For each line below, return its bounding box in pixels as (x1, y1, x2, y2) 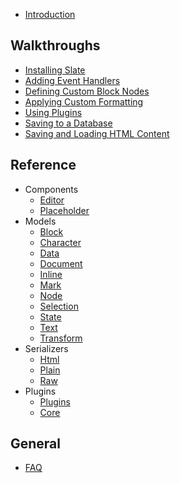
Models (24, 215, 57, 227)
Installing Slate (24, 64, 86, 76)
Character (39, 236, 82, 248)
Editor (39, 194, 65, 206)
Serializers (24, 342, 69, 354)
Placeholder (39, 204, 90, 216)
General (10, 435, 62, 453)
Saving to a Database (24, 117, 113, 129)
